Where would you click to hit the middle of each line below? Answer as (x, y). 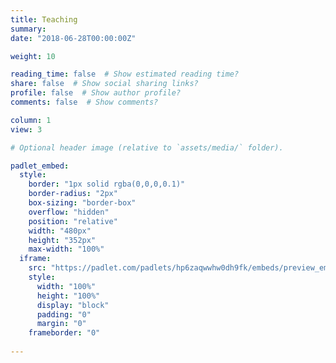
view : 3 (26, 129)
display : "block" (73, 305)
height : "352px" (62, 240)
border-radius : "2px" (73, 194)
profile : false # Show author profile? (96, 93)
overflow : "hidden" (69, 212)
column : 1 (31, 120)
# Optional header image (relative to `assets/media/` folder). (147, 147)
